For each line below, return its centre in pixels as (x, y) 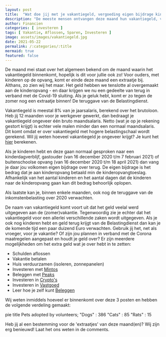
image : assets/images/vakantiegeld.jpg (46, 37)
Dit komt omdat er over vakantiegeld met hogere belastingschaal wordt (77, 132)
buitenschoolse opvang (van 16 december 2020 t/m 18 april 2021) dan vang (82, 162)
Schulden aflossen (31, 254)
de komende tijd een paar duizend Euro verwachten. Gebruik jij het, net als (81, 228)
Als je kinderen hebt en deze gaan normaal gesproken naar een (70, 151)
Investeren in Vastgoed (36, 285)
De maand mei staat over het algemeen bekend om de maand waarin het (79, 70)
